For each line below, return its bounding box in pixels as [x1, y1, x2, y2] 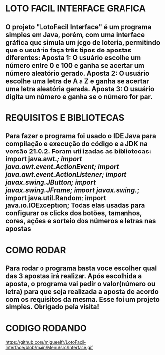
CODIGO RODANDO [5, 322, 87, 334]
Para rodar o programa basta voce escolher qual [5, 264, 157, 272]
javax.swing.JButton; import [5, 178, 96, 187]
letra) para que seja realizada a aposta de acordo [5, 287, 159, 296]
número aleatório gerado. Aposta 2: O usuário [5, 69, 150, 77]
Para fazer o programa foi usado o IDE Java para [5, 132, 156, 140]
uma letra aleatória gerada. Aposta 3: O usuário [5, 85, 155, 93]
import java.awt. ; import [5, 155, 82, 163]
